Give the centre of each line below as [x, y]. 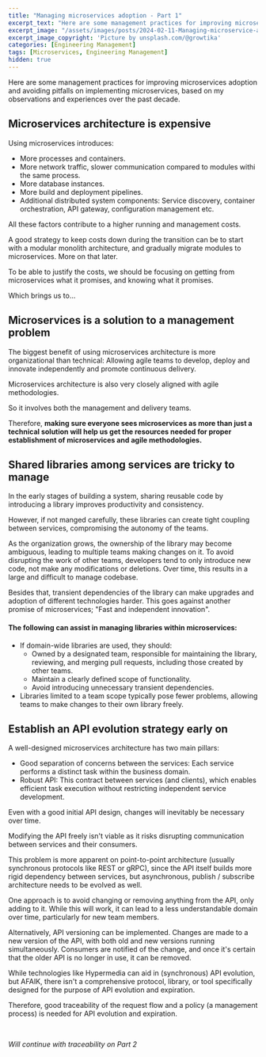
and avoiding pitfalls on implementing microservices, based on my [116, 90]
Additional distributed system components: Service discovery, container [137, 200]
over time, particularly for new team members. [84, 917]
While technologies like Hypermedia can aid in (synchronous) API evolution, [132, 973]
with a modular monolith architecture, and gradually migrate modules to [125, 248]
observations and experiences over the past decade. [94, 99]
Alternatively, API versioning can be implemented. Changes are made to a [128, 933]
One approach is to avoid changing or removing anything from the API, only [131, 900]
